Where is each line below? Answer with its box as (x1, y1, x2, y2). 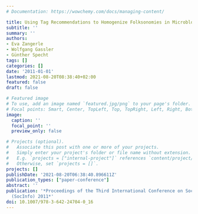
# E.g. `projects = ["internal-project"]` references (6, 155, 146, 161)
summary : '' (6, 30, 35, 36)
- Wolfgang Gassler (6, 46, 54, 53)
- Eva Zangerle (6, 41, 44, 47)
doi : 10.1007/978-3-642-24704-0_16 (6, 199, 94, 205)
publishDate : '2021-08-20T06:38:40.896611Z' (6, 172, 117, 178)
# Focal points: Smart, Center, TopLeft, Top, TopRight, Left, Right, (6, 106, 183, 112)
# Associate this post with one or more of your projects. (6, 145, 160, 151)
